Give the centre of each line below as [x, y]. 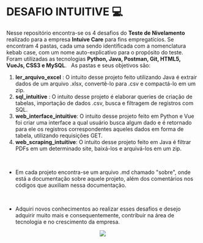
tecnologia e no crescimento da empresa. [68, 222]
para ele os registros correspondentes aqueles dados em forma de [99, 129]
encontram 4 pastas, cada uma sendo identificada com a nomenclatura [96, 46]
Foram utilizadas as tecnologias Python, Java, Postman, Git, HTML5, [94, 59]
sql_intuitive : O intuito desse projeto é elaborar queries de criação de [104, 96]
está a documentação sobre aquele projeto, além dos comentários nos [104, 178]
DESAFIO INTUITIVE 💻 [65, 12]
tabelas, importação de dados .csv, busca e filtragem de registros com [104, 103]
